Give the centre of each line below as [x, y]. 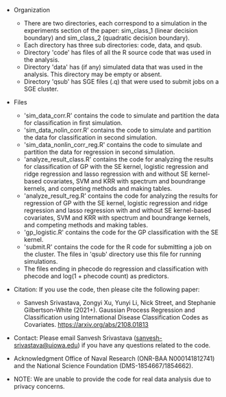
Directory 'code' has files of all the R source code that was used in [117, 52]
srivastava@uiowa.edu [46, 345]
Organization [32, 10]
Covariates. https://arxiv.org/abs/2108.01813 [86, 325]
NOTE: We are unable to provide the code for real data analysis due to [112, 379]
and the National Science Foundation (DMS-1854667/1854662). [103, 366]
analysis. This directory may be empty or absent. [93, 74]
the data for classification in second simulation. [90, 137]
